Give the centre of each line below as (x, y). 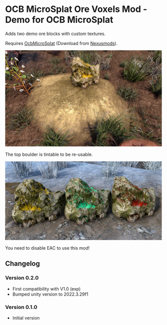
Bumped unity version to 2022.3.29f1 (50, 294)
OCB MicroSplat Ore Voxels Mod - (76, 9)
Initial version (26, 318)
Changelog (23, 264)
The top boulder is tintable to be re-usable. (49, 155)
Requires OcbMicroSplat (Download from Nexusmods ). (61, 43)
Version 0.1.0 (21, 307)
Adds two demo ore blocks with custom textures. (55, 33)
